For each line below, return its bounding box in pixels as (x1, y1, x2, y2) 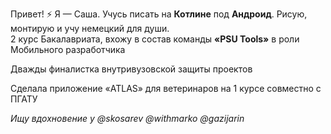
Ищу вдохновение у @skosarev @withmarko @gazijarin (10, 113, 245, 124)
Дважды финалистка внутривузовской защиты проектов (10, 63, 253, 75)
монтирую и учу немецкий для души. (10, 23, 170, 34)
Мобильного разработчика (10, 44, 126, 55)
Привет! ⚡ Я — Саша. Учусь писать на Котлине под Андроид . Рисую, (10, 8, 308, 20)
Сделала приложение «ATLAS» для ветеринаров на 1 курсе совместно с (10, 83, 322, 94)
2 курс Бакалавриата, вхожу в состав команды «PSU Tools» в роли (10, 33, 300, 45)
